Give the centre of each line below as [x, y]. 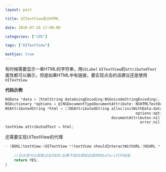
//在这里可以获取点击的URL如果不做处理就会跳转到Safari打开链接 [72, 155]
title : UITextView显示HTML [32, 19]
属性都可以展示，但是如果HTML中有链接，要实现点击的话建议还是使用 [76, 75]
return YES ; [26, 160]
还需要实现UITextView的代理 [34, 137]
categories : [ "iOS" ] [26, 37]
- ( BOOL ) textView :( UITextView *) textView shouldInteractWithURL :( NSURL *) [84, 146]
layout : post [19, 10]
